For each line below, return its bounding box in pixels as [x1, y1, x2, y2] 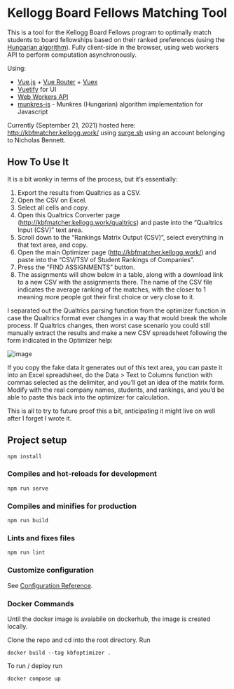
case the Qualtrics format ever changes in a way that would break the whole [7, 313, 228, 322]
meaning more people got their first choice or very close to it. [17, 292, 195, 301]
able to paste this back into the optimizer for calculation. [7, 393, 170, 401]
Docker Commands [7, 599, 75, 608]
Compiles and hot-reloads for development [7, 469, 158, 479]
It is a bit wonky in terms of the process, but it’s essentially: [7, 175, 178, 183]
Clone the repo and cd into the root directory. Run [7, 636, 151, 644]
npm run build [7, 517, 49, 524]
